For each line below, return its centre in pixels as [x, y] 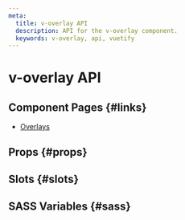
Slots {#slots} [43, 179]
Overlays [35, 127]
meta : [17, 16]
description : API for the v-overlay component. [97, 31]
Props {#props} [48, 152]
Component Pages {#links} [78, 107]
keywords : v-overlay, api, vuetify [75, 38]
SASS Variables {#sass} [70, 207]
